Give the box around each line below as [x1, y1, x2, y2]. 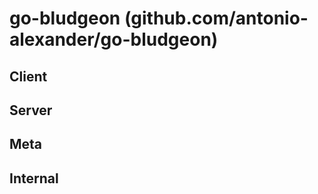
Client [9, 68, 48, 85]
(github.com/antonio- [123, 7, 309, 30]
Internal [9, 170, 59, 187]
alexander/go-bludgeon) [9, 28, 219, 51]
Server [9, 102, 53, 119]
